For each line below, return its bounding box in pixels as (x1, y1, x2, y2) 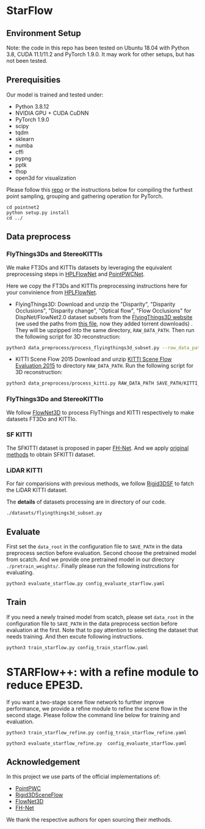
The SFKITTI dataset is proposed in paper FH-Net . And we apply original (6, 444, 189, 452)
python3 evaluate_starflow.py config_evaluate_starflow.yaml (6, 581, 165, 587)
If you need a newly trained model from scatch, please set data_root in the (6, 613, 194, 620)
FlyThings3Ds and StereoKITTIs (6, 250, 103, 258)
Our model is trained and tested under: (6, 91, 104, 98)
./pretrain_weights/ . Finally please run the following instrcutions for (6, 562, 179, 570)
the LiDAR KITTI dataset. (6, 487, 68, 494)
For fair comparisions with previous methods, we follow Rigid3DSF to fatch (6, 480, 194, 487)
